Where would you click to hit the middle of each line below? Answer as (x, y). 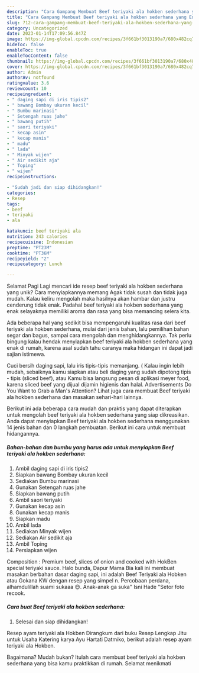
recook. (16, 593)
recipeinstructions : (32, 177)
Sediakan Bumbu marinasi (47, 481)
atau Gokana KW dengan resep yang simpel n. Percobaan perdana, (89, 581)
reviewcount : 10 (27, 89)
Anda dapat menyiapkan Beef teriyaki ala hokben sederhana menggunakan (98, 421)
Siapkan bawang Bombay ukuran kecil (62, 475)
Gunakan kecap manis (42, 513)
